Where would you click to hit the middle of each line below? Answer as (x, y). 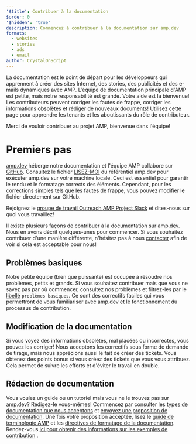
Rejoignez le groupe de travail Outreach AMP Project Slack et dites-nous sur (98, 208)
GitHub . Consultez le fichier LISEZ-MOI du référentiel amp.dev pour (87, 172)
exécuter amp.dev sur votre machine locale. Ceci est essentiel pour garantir (97, 178)
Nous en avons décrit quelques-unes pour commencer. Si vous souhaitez (94, 232)
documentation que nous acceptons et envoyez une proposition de (87, 410)
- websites (25, 39)
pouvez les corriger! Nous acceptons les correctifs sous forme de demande (97, 347)
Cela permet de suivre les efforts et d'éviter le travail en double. (83, 366)
